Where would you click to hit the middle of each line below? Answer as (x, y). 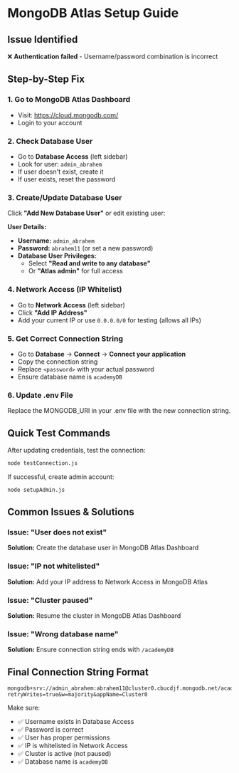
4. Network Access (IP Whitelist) (65, 290)
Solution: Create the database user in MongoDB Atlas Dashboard (103, 548)
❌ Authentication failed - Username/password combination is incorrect (113, 56)
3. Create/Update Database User (65, 197)
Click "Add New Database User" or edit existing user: (86, 213)
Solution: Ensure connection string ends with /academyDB (91, 650)
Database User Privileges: (57, 256)
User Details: (27, 227)
